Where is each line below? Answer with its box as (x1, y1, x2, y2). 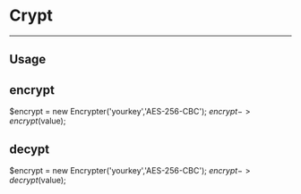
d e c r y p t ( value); (9, 174, 67, 185)
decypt (9, 141, 50, 156)
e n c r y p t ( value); (9, 115, 66, 126)
